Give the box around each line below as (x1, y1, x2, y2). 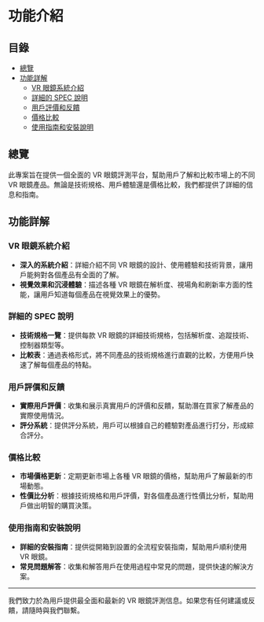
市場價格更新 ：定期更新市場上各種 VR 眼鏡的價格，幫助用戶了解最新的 (19, 472, 247, 481)
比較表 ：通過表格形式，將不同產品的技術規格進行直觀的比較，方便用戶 (19, 350, 247, 359)
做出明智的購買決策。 (26, 501, 96, 510)
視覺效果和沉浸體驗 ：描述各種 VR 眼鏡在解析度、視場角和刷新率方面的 (19, 280, 247, 289)
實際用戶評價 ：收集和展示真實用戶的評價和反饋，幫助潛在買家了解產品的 (19, 401, 254, 410)
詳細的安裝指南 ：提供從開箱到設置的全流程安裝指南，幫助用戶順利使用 (19, 542, 247, 551)
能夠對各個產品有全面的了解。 (26, 269, 123, 280)
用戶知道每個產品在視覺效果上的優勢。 (40, 289, 165, 299)
